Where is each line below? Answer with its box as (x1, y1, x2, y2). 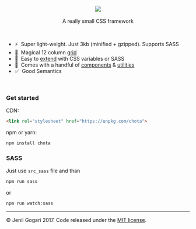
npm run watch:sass (6, 200, 54, 207)
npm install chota (6, 140, 51, 146)
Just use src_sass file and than (6, 167, 80, 175)
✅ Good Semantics (14, 68, 62, 74)
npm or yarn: (6, 129, 37, 136)
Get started (6, 93, 39, 102)
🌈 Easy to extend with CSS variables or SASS (14, 55, 125, 62)
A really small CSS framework (62, 18, 134, 25)
